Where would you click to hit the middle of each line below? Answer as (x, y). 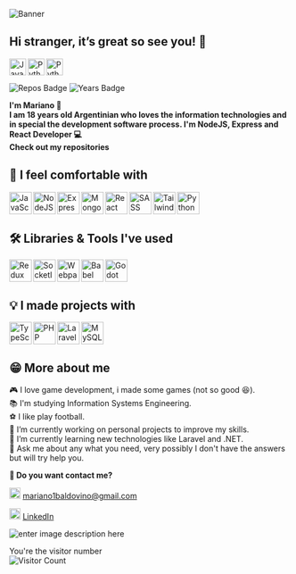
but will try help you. (47, 458)
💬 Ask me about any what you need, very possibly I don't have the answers (147, 449)
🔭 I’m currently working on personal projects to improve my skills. (129, 429)
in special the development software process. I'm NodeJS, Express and (144, 124)
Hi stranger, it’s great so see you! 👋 (108, 42)
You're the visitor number (56, 551)
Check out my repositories (59, 146)
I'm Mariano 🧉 (36, 105)
